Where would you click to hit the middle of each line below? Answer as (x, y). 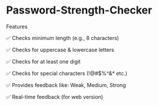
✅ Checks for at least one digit (43, 61)
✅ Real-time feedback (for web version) (55, 97)
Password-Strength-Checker (79, 10)
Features (17, 26)
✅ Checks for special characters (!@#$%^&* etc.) (67, 73)
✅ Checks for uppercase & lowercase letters (60, 49)
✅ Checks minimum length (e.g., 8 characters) (63, 38)
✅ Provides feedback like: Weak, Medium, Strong (66, 85)
